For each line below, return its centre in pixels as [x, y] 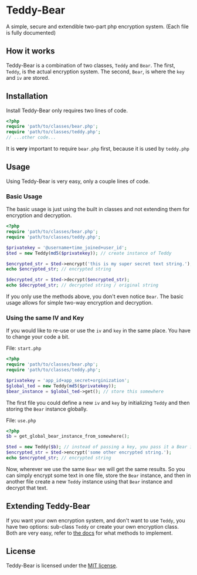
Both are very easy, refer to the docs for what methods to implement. [89, 533]
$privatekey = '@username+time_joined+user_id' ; [67, 248]
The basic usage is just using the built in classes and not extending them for [98, 209]
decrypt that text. [27, 488]
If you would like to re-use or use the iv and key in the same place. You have [98, 331]
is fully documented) [31, 32]
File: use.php [21, 420]
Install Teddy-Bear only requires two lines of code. [67, 110]
